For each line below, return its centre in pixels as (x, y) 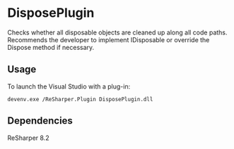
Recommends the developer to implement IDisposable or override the (109, 39)
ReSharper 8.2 (28, 138)
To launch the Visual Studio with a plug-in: (69, 86)
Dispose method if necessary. (51, 47)
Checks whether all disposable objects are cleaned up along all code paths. (117, 32)
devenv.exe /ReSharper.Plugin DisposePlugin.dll (80, 99)
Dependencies (40, 121)
